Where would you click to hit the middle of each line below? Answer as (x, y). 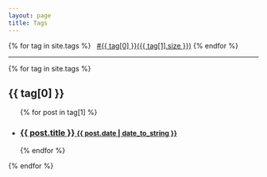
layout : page (30, 15)
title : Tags (28, 23)
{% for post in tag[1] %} (58, 113)
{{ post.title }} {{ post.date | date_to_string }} (98, 133)
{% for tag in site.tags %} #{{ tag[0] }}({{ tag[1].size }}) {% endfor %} (123, 45)
